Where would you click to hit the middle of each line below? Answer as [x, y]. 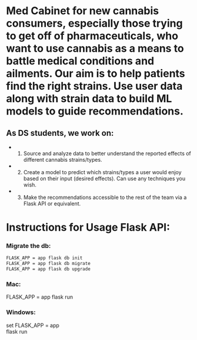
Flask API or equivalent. [52, 204]
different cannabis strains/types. [63, 160]
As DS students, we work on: [60, 133]
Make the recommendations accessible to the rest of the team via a [105, 197]
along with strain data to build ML [89, 99]
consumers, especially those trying [95, 23]
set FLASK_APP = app [33, 325]
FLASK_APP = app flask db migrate [49, 264]
